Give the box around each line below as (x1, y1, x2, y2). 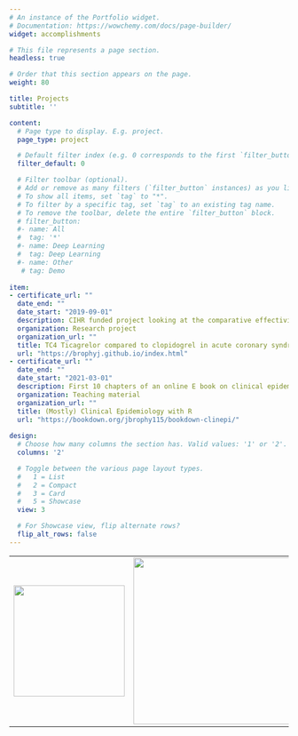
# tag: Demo (20, 266, 66, 276)
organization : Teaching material (17, 390, 141, 399)
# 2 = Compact (17, 481, 77, 490)
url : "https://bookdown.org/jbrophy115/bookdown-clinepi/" (17, 415, 240, 424)
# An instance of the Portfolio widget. (9, 12, 161, 22)
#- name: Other (17, 258, 74, 267)
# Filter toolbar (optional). (17, 175, 129, 185)
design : (9, 432, 38, 441)
